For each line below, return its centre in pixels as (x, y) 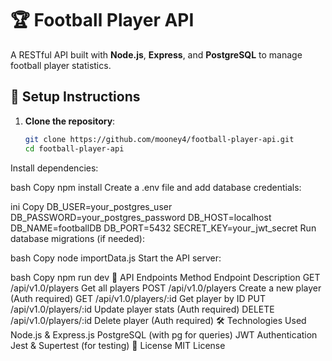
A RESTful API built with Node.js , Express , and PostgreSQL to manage (156, 54)
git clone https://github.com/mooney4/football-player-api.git (159, 139)
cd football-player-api (74, 148)
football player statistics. (61, 65)
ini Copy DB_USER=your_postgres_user (91, 206)
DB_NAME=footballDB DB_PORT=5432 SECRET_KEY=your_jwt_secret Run (163, 228)
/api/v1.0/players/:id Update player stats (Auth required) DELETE (142, 309)
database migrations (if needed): (77, 238)
